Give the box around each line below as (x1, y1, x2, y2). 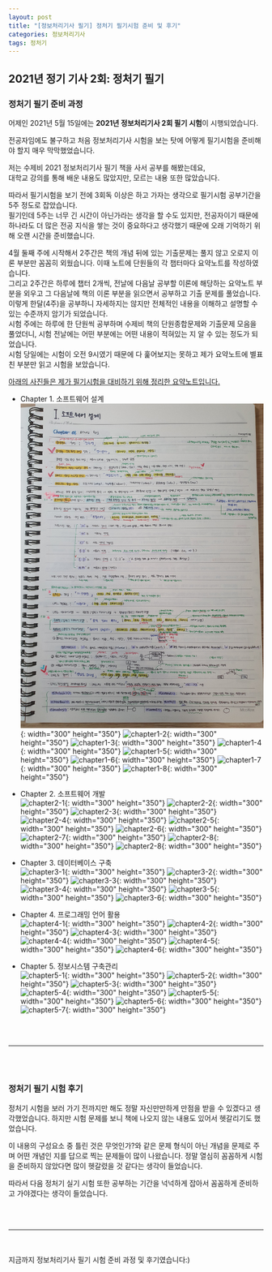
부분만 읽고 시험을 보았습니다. (16, 359, 111, 369)
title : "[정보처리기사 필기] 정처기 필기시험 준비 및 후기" (8, 21, 181, 30)
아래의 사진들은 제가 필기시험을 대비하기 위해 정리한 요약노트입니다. (8, 376, 220, 386)
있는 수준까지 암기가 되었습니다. (8, 308, 108, 318)
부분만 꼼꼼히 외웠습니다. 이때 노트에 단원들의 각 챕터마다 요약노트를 (16, 258, 231, 268)
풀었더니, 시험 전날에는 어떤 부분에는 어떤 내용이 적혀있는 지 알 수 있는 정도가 (8, 329, 250, 338)
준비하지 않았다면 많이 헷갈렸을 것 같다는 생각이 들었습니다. (16, 1161, 203, 1171)
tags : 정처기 (8, 39, 47, 47)
